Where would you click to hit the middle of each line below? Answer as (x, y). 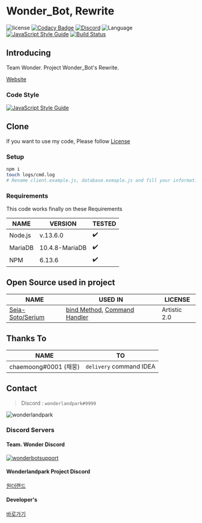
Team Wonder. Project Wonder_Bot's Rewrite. (63, 67)
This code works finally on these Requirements (64, 209)
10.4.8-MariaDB (63, 248)
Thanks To (26, 339)
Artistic (172, 310)
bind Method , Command (100, 310)
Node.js (20, 235)
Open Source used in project (61, 283)
